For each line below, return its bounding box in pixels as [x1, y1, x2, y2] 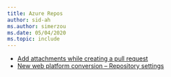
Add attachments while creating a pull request [17, 54, 148, 63]
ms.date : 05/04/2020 [7, 29, 67, 36]
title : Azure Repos [7, 10, 63, 17]
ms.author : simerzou [7, 23, 67, 30]
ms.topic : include [7, 36, 60, 43]
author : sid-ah [7, 16, 51, 23]
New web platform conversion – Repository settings [17, 62, 164, 70]
